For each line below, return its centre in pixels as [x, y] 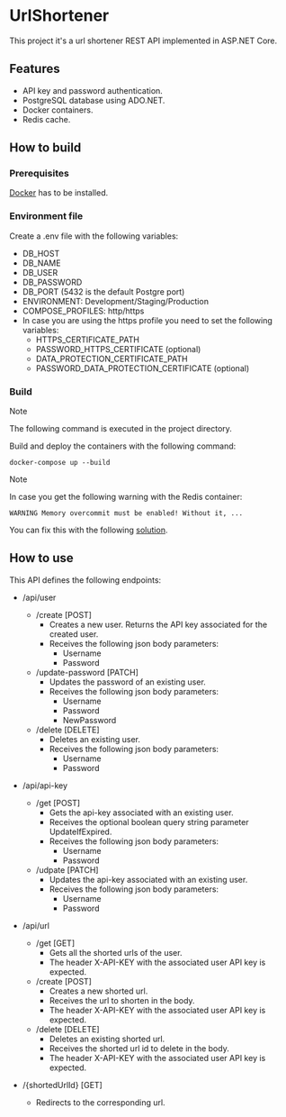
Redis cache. [46, 119]
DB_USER [40, 272]
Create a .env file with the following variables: [94, 236]
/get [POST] [58, 803]
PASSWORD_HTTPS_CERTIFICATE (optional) [118, 349]
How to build [45, 148]
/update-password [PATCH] [87, 672]
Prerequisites [39, 174]
